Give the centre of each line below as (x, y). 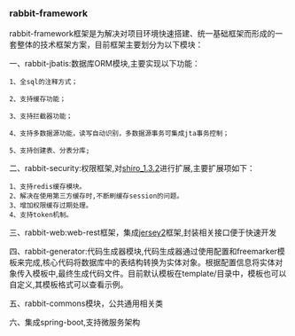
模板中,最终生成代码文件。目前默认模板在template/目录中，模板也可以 (159, 274)
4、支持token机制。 (41, 215)
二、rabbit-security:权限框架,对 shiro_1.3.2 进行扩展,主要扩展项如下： (132, 168)
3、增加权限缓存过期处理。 (51, 206)
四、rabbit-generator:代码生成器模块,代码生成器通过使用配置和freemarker (143, 252)
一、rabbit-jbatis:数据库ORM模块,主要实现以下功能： (105, 64)
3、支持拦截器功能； (41, 117)
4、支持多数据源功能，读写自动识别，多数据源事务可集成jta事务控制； (120, 134)
